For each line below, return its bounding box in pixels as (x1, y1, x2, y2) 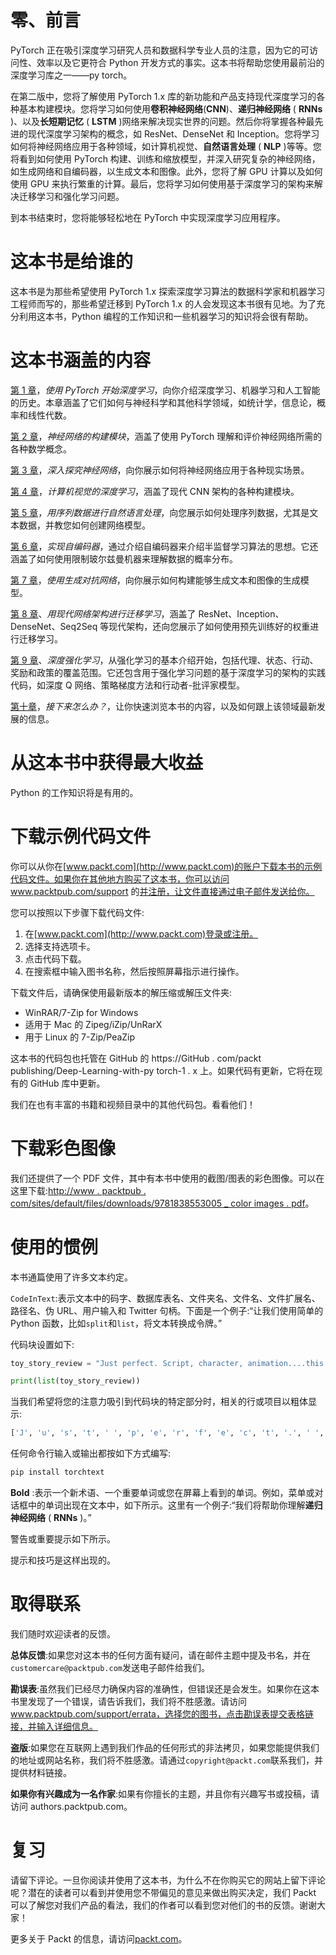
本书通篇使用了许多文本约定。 (10, 1271, 133, 1283)
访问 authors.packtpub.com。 (10, 1801, 133, 1812)
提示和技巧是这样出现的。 (10, 1554, 116, 1566)
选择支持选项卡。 (24, 940, 96, 952)
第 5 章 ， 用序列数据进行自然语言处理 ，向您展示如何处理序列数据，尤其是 (10, 506, 310, 518)
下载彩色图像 (10, 1137, 117, 1160)
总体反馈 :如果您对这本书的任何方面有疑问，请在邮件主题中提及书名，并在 (10, 1649, 312, 1661)
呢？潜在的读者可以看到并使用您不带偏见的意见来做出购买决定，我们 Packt (10, 1886, 317, 1898)
